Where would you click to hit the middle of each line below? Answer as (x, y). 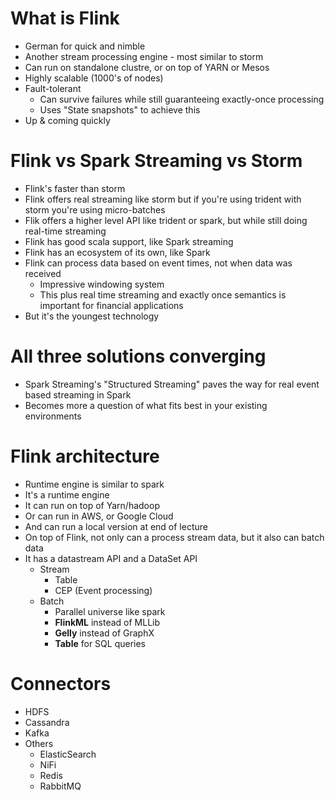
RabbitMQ (60, 786)
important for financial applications (111, 305)
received (43, 273)
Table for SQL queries (100, 643)
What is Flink (65, 18)
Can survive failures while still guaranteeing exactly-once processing (182, 99)
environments (53, 416)
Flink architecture (85, 456)
